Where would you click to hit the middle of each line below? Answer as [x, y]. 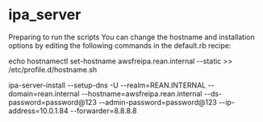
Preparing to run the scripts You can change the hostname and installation [132, 37]
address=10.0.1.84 [38, 111]
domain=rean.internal [44, 93]
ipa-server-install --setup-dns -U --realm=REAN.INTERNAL [107, 85]
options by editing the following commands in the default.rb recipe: [120, 45]
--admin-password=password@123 [158, 102]
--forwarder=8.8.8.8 [103, 111]
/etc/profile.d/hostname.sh [53, 69]
